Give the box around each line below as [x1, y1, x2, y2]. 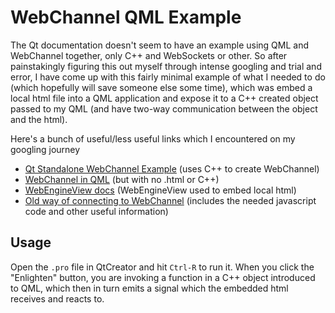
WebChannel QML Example [10, 6, 242, 29]
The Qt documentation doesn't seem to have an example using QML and [10, 39, 309, 51]
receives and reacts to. [10, 292, 105, 305]
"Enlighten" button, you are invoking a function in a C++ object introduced [10, 271, 316, 283]
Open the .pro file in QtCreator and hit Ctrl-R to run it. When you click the [10, 261, 315, 273]
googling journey [10, 143, 81, 155]
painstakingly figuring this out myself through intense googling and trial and [10, 60, 322, 72]
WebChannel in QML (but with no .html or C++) [24, 173, 220, 185]
